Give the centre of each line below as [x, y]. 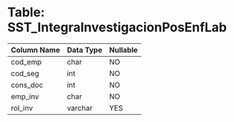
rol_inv [22, 108]
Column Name [35, 50]
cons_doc [27, 84]
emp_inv [25, 96]
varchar [80, 108]
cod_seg [25, 73]
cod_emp [26, 62]
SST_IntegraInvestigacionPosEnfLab [117, 27]
